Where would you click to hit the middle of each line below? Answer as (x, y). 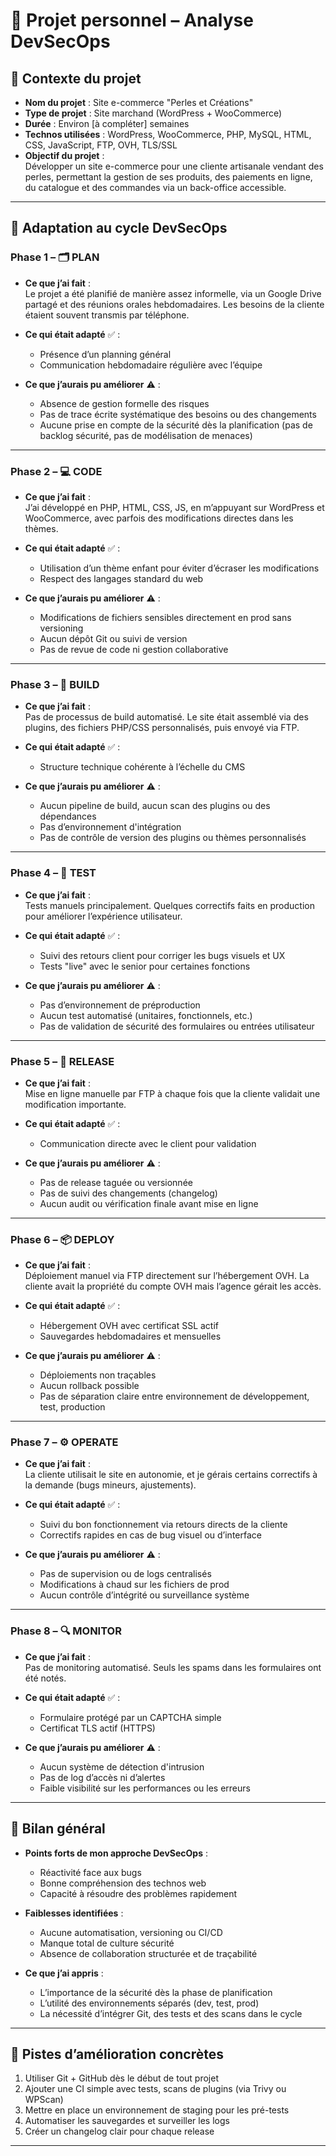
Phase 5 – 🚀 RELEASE (62, 1061)
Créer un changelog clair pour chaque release (119, 2131)
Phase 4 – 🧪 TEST (53, 873)
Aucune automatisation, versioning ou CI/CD (131, 1932)
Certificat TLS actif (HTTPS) (97, 1728)
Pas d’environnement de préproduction (120, 1005)
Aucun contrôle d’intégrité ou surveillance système (144, 1595)
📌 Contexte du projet (76, 78)
